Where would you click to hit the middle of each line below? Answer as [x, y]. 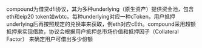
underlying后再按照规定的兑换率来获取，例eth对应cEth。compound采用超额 [101, 24]
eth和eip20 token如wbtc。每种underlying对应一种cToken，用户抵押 [91, 17]
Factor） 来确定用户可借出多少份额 [49, 39]
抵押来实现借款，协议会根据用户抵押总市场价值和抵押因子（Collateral [93, 32]
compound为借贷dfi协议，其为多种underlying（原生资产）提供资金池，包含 [100, 9]
